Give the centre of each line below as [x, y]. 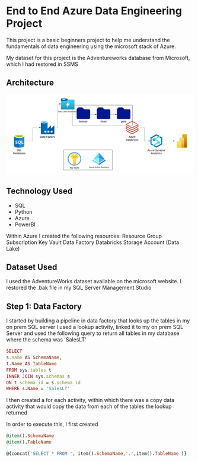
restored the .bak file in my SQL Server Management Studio [79, 288]
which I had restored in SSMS [42, 64]
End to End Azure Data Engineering [94, 11]
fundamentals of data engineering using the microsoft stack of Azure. [91, 46]
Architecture [30, 83]
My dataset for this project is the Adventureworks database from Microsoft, [98, 58]
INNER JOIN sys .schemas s [38, 376]
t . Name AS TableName [32, 363]
